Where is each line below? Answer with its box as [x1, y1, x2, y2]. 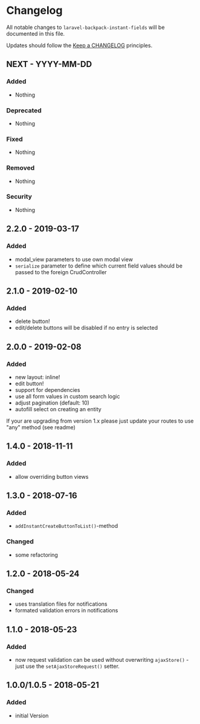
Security [6, 193, 32, 201]
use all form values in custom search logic [15, 392, 120, 400]
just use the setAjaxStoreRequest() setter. [15, 662, 120, 670]
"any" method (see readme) [6, 423, 76, 431]
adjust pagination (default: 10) [15, 399, 89, 406]
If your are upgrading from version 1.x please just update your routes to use [6, 417, 194, 424]
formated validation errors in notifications [15, 607, 118, 614]
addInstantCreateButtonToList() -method [15, 522, 118, 530]
